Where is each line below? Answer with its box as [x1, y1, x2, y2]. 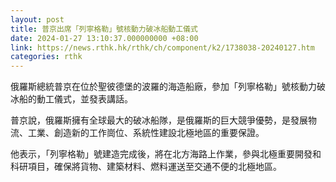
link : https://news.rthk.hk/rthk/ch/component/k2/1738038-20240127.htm [10, 42, 315, 53]
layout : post [10, 14, 65, 25]
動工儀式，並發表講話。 [36, 93, 133, 105]
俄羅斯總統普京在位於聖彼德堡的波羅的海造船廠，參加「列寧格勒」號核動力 [10, 81, 317, 93]
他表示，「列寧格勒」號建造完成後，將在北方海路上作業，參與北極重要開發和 [10, 148, 322, 160]
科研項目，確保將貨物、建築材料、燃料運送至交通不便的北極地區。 [10, 161, 282, 173]
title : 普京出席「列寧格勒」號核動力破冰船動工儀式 [10, 24, 198, 34]
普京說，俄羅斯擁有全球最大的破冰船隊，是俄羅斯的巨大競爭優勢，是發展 [10, 114, 308, 126]
